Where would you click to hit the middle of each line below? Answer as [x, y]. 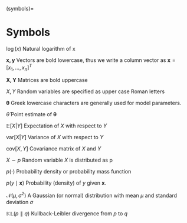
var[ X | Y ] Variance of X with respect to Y [55, 137]
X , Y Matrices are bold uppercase [47, 80]
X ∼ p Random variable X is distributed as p [60, 160]
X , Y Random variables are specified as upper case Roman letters [86, 91]
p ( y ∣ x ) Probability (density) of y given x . [56, 183]
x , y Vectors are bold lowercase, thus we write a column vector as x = [91, 60]
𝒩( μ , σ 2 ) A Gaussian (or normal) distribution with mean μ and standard [92, 195]
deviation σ [20, 202]
